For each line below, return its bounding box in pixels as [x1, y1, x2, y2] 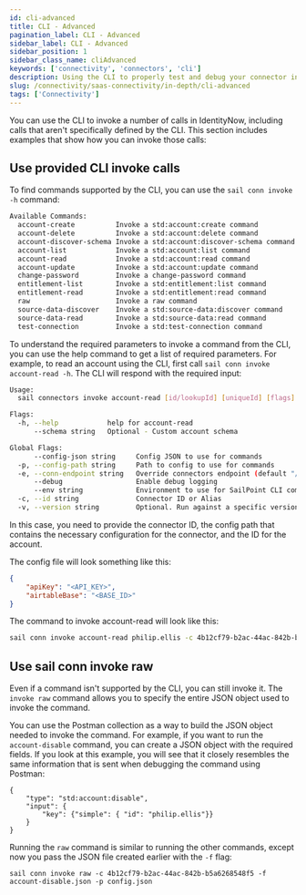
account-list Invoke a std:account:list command [17, 245, 250, 255]
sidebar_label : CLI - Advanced [9, 38, 128, 48]
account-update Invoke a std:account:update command [17, 262, 259, 272]
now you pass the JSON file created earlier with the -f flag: [9, 851, 232, 862]
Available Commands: [9, 211, 88, 221]
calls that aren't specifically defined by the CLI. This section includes [9, 124, 268, 135]
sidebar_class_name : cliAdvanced [9, 56, 137, 65]
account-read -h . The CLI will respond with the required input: [9, 367, 242, 378]
